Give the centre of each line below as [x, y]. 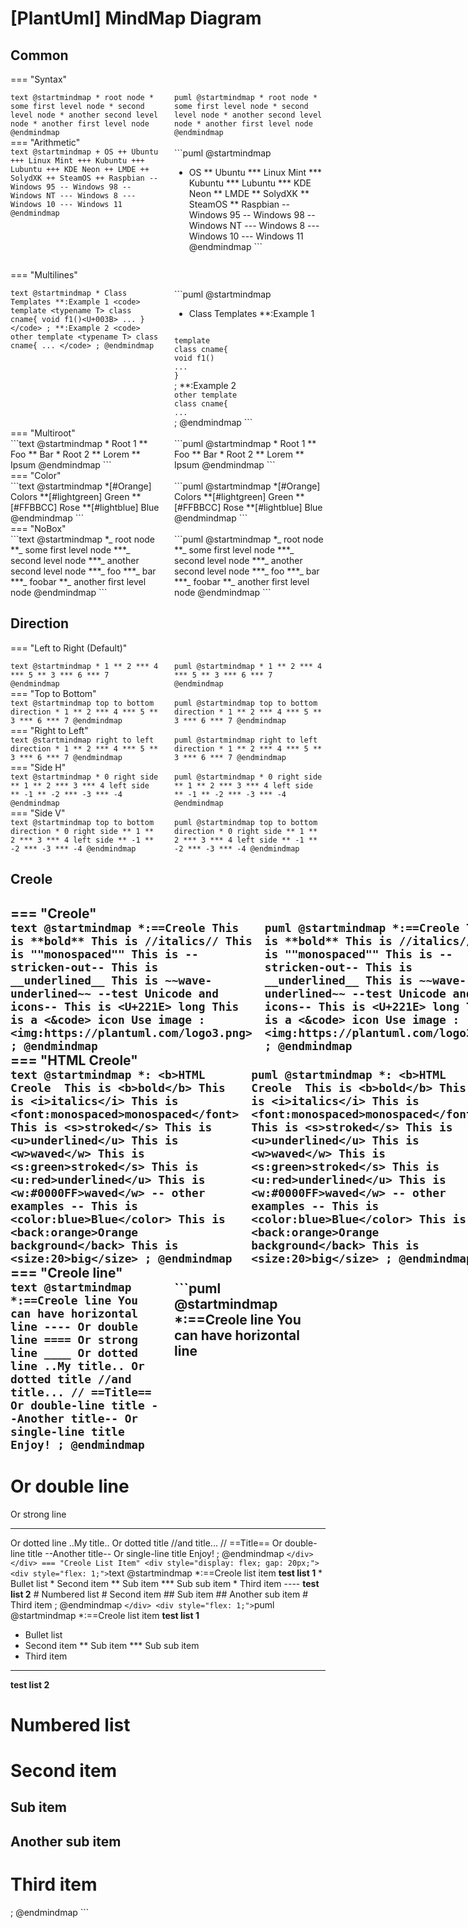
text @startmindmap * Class [69, 293]
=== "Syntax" [39, 79]
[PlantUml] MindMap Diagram [136, 18]
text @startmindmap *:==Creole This [125, 927]
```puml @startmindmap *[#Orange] [247, 486]
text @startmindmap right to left [82, 740]
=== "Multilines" [44, 275]
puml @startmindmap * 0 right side [248, 777]
